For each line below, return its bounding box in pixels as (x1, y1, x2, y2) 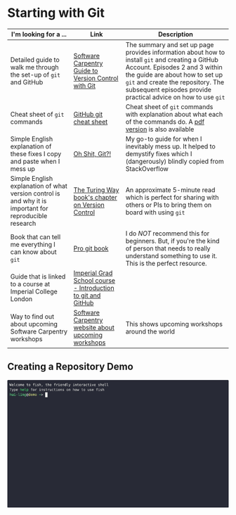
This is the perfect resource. (125, 259, 207, 267)
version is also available (125, 125, 195, 133)
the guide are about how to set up (125, 70, 223, 79)
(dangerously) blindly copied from (125, 157, 225, 166)
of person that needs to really (125, 244, 211, 253)
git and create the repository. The (125, 77, 225, 86)
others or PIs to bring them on (125, 201, 212, 209)
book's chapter (73, 193, 117, 201)
